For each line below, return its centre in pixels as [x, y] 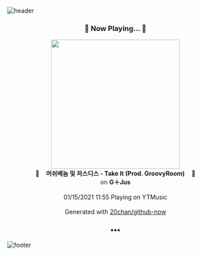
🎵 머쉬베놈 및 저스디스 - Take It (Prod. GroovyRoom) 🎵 [115, 174]
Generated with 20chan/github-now [115, 212]
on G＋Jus [115, 182]
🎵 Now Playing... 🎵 [115, 28]
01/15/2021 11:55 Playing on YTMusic [115, 197]
